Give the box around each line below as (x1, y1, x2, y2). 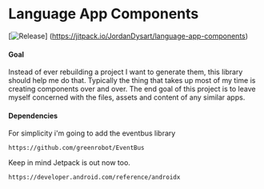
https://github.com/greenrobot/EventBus (8, 144, 146, 152)
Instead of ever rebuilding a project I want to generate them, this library (8, 67, 243, 77)
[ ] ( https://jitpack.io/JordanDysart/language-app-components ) (8, 31, 249, 41)
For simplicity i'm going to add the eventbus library (8, 128, 176, 138)
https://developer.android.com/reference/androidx (8, 173, 181, 182)
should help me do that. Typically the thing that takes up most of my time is (8, 76, 256, 85)
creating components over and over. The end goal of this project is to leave (8, 85, 256, 94)
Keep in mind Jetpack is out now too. (8, 158, 130, 167)
